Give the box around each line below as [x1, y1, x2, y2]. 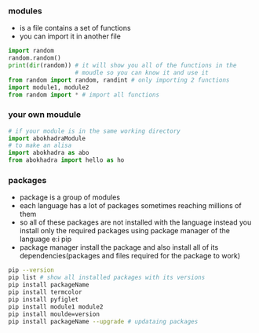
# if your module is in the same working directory [8, 127, 181, 135]
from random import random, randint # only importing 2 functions [8, 76, 230, 84]
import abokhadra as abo [8, 149, 89, 157]
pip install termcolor [8, 288, 82, 296]
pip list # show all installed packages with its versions [8, 273, 206, 282]
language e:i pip [19, 234, 72, 244]
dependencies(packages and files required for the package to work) [19, 251, 241, 261]
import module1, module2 [8, 83, 89, 91]
